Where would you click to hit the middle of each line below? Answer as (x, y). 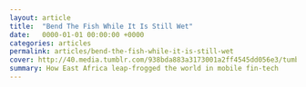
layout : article (40, 18)
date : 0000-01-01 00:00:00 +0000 (77, 34)
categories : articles (51, 43)
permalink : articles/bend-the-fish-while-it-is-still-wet (122, 52)
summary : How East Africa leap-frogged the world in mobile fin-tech (144, 69)
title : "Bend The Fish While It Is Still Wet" (102, 26)
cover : (22, 60)
